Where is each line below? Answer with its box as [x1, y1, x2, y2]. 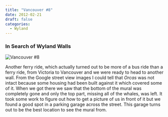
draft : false [5, 17, 33, 22]
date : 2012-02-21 [5, 12, 42, 17]
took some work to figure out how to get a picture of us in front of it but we [5, 96, 161, 102]
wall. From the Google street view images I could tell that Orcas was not [5, 75, 155, 81]
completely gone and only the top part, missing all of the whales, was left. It [5, 91, 162, 97]
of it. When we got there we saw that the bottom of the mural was [5, 85, 142, 91]
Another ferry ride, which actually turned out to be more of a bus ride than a [5, 64, 163, 70]
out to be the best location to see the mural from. [5, 107, 107, 113]
